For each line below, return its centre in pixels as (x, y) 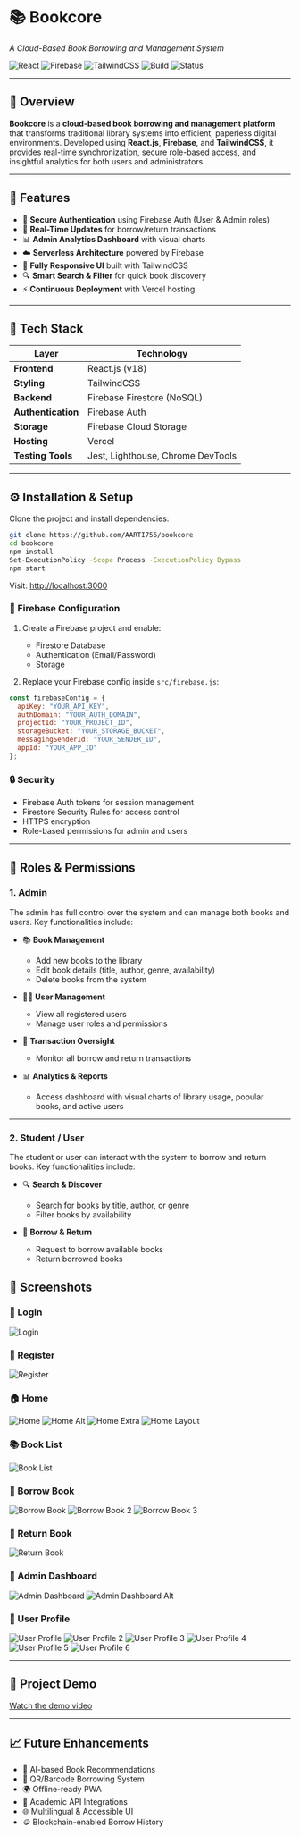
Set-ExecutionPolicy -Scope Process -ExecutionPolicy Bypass (125, 560)
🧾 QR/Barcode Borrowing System (83, 1779)
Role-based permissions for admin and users (105, 831)
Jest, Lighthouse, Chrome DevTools (162, 456)
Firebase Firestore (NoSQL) (146, 398)
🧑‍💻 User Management (63, 997)
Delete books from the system (91, 979)
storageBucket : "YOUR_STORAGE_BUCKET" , (92, 731)
